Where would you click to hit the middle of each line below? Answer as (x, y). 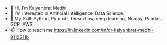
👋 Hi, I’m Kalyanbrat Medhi (38, 8)
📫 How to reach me (31, 30)
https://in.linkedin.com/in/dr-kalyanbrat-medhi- (103, 30)
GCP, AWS (21, 24)
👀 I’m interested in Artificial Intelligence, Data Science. (67, 13)
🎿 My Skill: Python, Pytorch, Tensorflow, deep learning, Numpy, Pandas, (86, 19)
